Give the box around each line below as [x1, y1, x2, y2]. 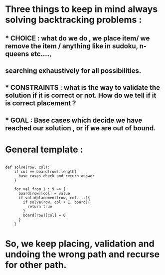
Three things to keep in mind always [5, 3, 158, 15]
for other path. [5, 259, 67, 271]
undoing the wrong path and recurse [5, 249, 160, 260]
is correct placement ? [5, 99, 76, 108]
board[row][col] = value [18, 191, 70, 196]
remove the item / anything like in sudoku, [5, 41, 138, 50]
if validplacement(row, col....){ [18, 195, 91, 200]
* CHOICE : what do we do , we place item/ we [5, 34, 150, 42]
